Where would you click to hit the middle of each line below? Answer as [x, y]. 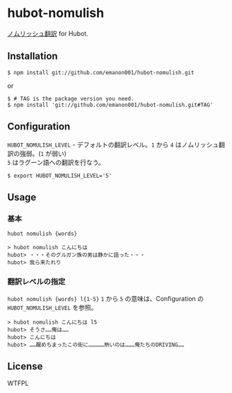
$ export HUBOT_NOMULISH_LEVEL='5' [60, 176]
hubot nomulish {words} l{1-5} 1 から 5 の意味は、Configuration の [105, 298]
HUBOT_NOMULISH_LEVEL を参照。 [52, 307]
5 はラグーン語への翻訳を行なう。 [56, 162]
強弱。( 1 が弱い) [43, 153]
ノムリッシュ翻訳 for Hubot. [48, 33]
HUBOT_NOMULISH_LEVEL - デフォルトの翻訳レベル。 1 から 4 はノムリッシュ [113, 144]
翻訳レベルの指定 [36, 282]
